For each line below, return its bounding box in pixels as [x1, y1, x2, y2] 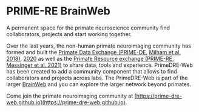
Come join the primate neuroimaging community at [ [6, 92, 137, 99]
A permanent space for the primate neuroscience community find [6, 24, 170, 31]
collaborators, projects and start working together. [6, 30, 132, 37]
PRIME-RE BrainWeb [6, 4, 110, 18]
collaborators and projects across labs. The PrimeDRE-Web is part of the [6, 74, 188, 81]
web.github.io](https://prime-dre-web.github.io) [6, 98, 126, 106]
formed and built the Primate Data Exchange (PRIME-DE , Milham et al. [6, 48, 181, 55]
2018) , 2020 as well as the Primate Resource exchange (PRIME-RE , [6, 55, 174, 62]
